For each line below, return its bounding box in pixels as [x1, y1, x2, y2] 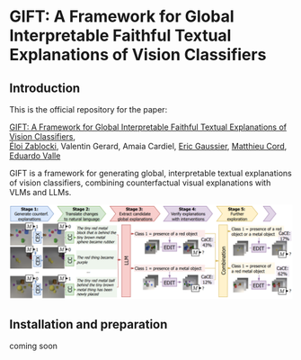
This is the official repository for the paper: [9, 104, 168, 114]
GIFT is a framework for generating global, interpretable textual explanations [9, 168, 292, 178]
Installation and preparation [9, 317, 168, 332]
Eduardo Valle [9, 150, 61, 161]
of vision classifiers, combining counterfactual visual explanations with [9, 177, 271, 188]
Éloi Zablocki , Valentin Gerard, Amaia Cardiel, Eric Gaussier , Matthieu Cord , [9, 141, 288, 151]
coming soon [9, 340, 58, 352]
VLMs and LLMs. [9, 187, 72, 197]
